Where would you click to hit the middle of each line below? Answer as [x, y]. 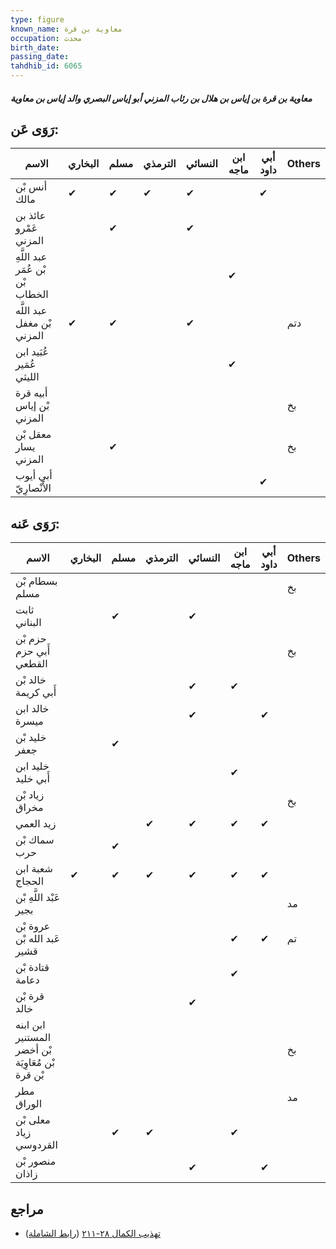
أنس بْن [31, 187]
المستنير [33, 1038]
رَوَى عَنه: [35, 523]
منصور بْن [36, 1161]
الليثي [27, 377]
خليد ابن [32, 766]
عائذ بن [31, 216]
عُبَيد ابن [32, 352]
